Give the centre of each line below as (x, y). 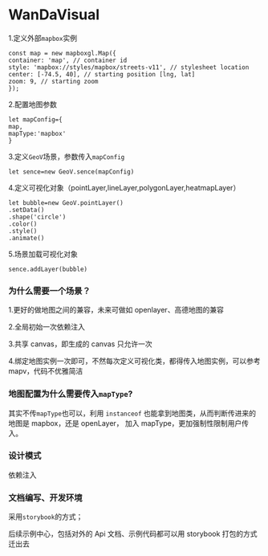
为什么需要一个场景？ (49, 291)
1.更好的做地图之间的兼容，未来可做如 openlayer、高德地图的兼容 (116, 310)
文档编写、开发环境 (45, 497)
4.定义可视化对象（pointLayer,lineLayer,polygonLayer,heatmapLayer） (124, 187)
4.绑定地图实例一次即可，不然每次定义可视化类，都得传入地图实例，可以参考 (134, 361)
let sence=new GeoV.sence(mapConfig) (71, 172)
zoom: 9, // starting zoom (53, 81)
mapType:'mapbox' (37, 133)
